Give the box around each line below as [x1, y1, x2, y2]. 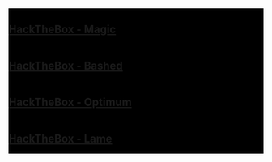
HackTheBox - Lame [8, 131, 113, 145]
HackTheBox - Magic [8, 23, 117, 36]
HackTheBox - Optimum [8, 96, 132, 109]
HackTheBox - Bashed [8, 59, 123, 73]
